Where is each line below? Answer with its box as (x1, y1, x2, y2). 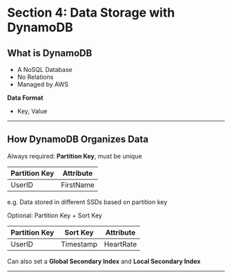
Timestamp (61, 239, 98, 249)
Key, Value (17, 107, 48, 115)
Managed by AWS (17, 80, 69, 88)
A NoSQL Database (17, 66, 72, 73)
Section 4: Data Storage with (7, 5, 175, 21)
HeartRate (104, 239, 137, 249)
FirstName (61, 180, 95, 190)
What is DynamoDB (7, 47, 93, 59)
